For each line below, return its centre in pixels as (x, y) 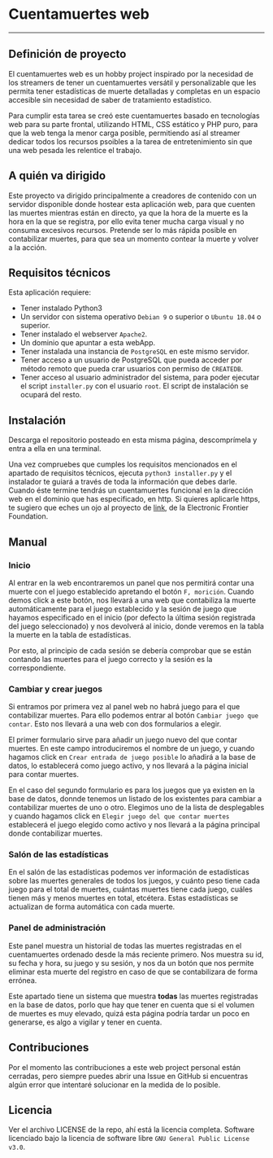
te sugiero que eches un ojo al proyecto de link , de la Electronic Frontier (129, 508)
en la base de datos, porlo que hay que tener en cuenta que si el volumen (132, 1004)
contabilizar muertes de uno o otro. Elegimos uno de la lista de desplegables (136, 808)
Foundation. (28, 516)
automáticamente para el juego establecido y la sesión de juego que (123, 608)
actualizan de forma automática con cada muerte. (92, 907)
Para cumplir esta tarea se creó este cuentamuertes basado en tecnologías (134, 116)
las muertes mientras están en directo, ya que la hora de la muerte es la (128, 213)
